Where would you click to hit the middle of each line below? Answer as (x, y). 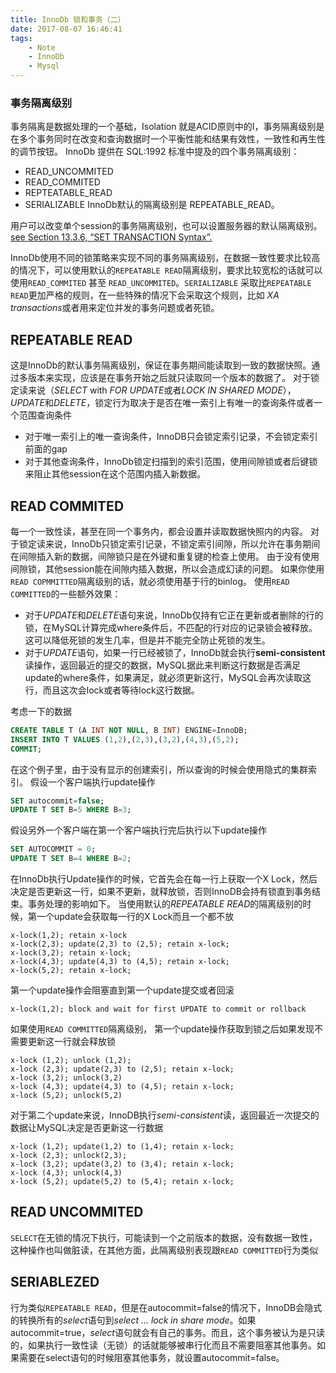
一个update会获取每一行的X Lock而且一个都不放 (135, 917)
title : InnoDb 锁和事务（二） (68, 19)
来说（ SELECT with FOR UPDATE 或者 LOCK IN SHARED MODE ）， (162, 390)
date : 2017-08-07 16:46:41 (66, 29)
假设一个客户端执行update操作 (92, 782)
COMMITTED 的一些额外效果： (66, 593)
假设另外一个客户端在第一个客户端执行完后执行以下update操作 (138, 830)
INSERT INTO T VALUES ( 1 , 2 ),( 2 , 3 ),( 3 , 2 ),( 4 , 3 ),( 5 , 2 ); (125, 739)
